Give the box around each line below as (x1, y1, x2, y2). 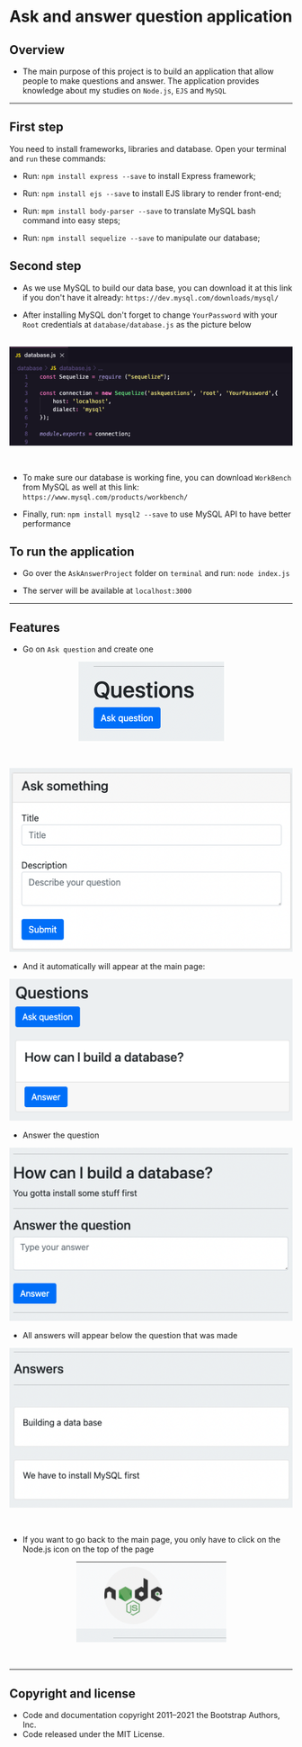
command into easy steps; (22, 214, 121, 226)
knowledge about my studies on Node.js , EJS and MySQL (22, 86, 226, 95)
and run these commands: (9, 153, 106, 164)
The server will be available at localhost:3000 (22, 585, 192, 596)
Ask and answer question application (9, 6, 293, 27)
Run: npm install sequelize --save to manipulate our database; (22, 232, 261, 243)
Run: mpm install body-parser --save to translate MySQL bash (22, 205, 256, 216)
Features (9, 619, 60, 635)
